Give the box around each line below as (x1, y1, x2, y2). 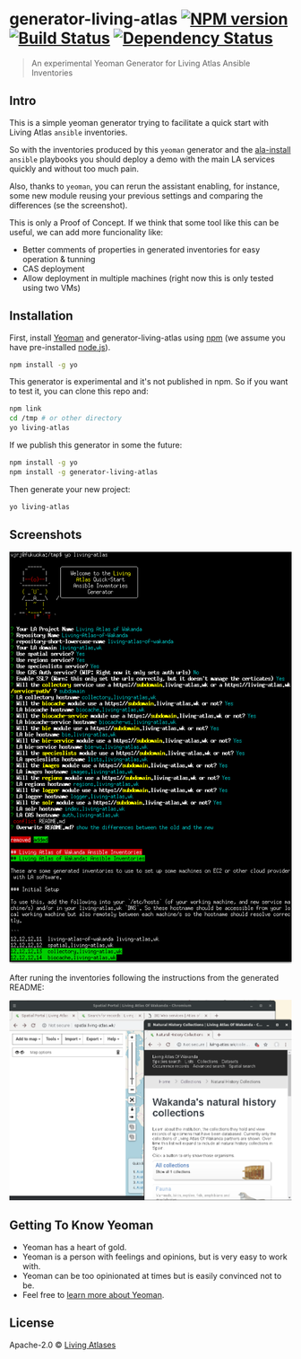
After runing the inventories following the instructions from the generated (9, 972, 279, 983)
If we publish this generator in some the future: (9, 440, 183, 451)
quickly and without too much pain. (9, 163, 139, 174)
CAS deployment (21, 263, 85, 274)
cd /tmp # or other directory (9, 414, 123, 423)
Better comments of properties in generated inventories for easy (21, 243, 261, 255)
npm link (9, 404, 42, 413)
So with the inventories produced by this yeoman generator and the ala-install (9, 144, 291, 154)
